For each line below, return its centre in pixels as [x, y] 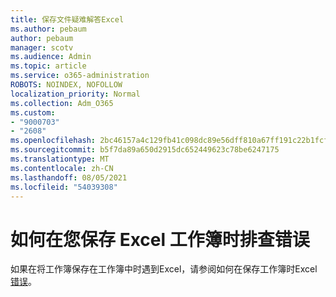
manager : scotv [42, 47]
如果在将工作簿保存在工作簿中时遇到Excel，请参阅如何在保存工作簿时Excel [164, 269]
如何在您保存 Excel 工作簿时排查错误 [160, 239]
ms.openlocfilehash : [53, 141]
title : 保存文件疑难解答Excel [67, 19]
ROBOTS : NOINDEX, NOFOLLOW [66, 85]
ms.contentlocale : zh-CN [62, 168]
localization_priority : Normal [75, 94]
